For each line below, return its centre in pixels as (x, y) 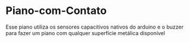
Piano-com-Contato (56, 11)
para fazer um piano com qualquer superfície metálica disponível (85, 33)
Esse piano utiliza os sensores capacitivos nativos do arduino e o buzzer (95, 27)
